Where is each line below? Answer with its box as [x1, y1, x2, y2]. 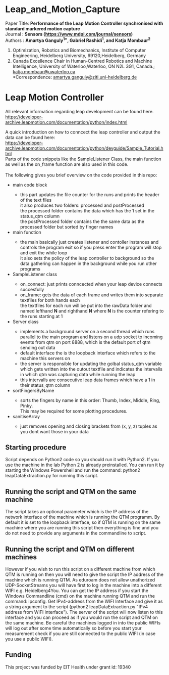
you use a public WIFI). [5, 636, 53, 642]
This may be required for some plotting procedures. [20, 408, 128, 414]
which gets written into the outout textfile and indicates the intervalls [20, 366, 163, 372]
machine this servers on [20, 355, 71, 361]
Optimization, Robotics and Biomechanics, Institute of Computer [12, 47, 146, 53]
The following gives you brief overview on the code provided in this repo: [5, 172, 157, 178]
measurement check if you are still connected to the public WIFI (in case [5, 631, 156, 637]
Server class [12, 319, 39, 325]
